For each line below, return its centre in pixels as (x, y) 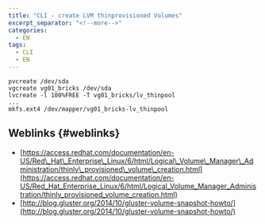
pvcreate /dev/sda (38, 81)
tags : (17, 45)
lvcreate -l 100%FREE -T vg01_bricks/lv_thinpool (92, 95)
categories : (28, 30)
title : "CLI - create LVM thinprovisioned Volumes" (95, 15)
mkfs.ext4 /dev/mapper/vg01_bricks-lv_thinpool (88, 109)
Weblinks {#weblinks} (64, 133)
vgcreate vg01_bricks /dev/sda (60, 88)
